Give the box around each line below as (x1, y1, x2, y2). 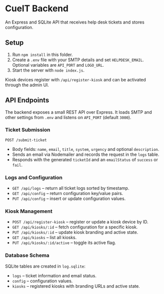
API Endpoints (5, 96, 49, 104)
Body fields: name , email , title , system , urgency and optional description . (12, 146, 160, 152)
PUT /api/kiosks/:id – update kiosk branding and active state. (12, 229, 139, 235)
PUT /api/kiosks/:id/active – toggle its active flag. (12, 240, 117, 245)
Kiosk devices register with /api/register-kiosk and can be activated (5, 76, 146, 82)
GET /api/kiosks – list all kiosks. (12, 235, 77, 241)
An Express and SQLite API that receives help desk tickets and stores (5, 19, 144, 25)
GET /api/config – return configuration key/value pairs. (12, 191, 123, 196)
